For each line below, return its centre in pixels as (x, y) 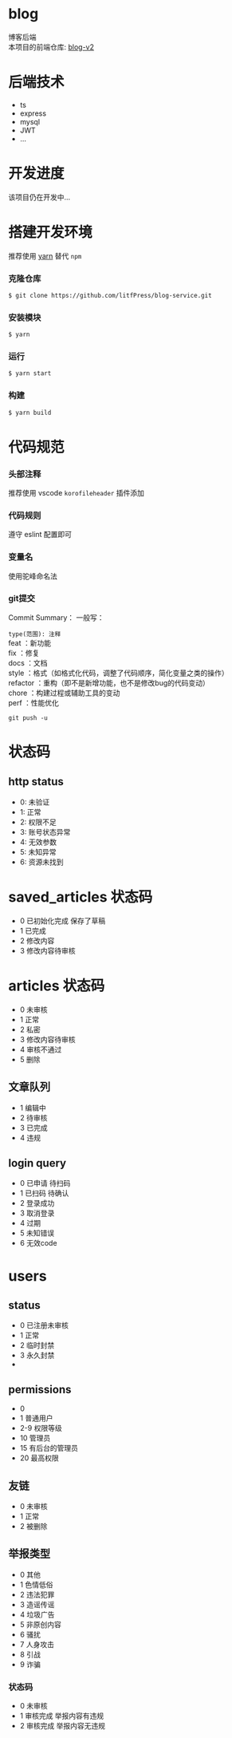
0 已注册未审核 (44, 1325)
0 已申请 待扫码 (45, 1183)
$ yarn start (30, 373)
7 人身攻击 (37, 1644)
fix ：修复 (24, 653)
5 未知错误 (37, 1233)
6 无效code (38, 1243)
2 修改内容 (37, 940)
